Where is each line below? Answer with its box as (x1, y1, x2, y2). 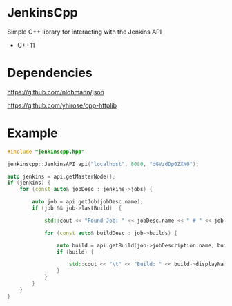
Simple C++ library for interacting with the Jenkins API (7, 28, 162, 36)
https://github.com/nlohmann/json (7, 88, 105, 96)
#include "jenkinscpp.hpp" (7, 148, 85, 155)
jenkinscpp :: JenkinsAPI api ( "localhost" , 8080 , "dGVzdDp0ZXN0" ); (7, 161, 199, 167)
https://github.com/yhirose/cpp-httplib (7, 101, 117, 110)
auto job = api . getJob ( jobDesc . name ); (32, 198, 144, 205)
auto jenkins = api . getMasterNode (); (7, 173, 116, 180)
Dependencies (7, 65, 93, 81)
